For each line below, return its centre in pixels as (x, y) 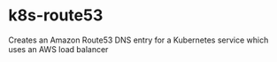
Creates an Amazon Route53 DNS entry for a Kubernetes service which (138, 40)
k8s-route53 (56, 15)
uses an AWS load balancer (58, 49)
